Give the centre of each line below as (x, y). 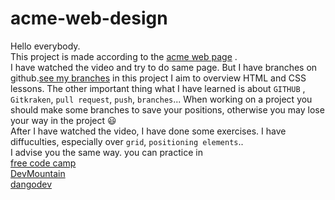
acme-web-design (89, 18)
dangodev (31, 184)
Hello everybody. (45, 46)
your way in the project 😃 (63, 120)
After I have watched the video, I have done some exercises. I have (148, 131)
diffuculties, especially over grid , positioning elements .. (127, 141)
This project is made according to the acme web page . (124, 56)
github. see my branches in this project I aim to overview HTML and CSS (158, 78)
